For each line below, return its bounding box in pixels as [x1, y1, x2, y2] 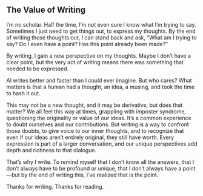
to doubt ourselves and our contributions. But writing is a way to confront [6, 121, 189, 128]
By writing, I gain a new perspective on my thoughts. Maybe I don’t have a [6, 52, 191, 59]
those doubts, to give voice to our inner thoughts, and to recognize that [6, 127, 184, 134]
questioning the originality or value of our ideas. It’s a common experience [6, 114, 192, 121]
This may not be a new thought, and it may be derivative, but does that [6, 101, 183, 109]
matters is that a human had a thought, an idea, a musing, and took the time [6, 83, 195, 90]
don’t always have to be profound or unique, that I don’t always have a [6, 164, 182, 172]
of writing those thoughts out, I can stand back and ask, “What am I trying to [6, 33, 197, 41]
